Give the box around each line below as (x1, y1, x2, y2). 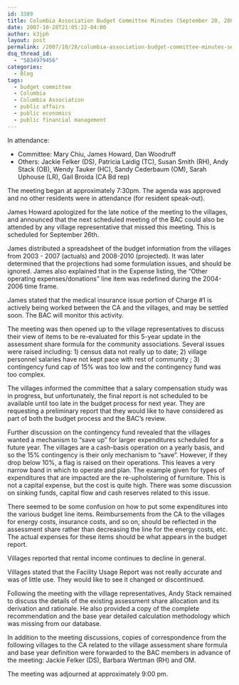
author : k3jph (7, 30, 50, 38)
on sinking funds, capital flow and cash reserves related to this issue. (7, 488, 211, 497)
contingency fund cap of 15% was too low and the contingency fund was (7, 362, 222, 371)
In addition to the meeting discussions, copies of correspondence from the (7, 633, 226, 642)
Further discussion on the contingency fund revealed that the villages (7, 428, 211, 436)
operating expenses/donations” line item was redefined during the (7, 274, 201, 283)
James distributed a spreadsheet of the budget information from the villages (7, 244, 231, 253)
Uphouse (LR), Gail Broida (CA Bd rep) (17, 172, 130, 181)
